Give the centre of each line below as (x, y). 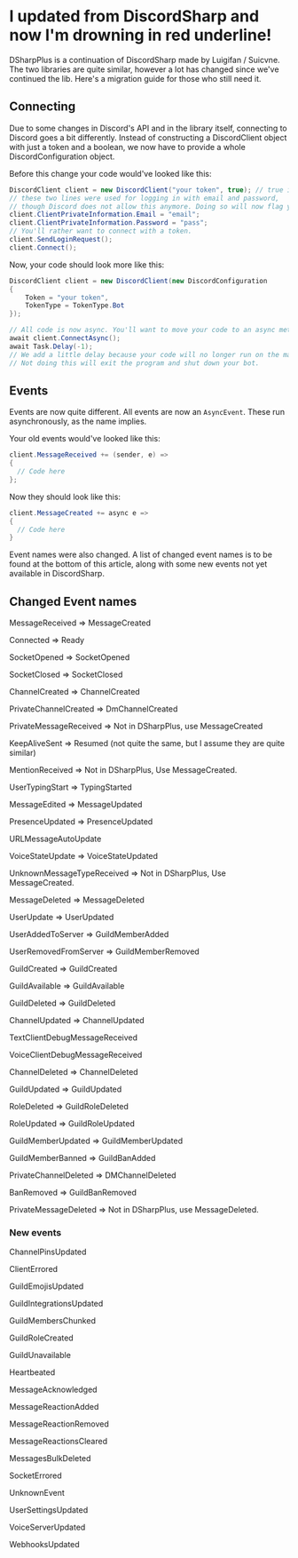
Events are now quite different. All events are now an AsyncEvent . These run (147, 412)
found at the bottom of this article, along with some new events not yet (138, 564)
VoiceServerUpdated (47, 1527)
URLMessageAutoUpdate (55, 839)
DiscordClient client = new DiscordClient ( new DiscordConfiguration (138, 281)
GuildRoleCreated (41, 1338)
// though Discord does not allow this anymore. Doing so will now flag (146, 206)
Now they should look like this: (65, 497)
